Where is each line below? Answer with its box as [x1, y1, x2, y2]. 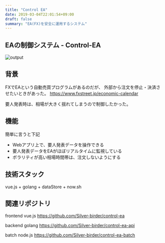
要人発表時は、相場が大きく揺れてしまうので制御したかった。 [5, 101, 131, 107]
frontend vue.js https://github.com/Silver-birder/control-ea [5, 213, 125, 219]
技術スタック [5, 170, 45, 179]
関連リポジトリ [5, 199, 51, 208]
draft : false [5, 16, 32, 21]
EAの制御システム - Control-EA [5, 41, 101, 49]
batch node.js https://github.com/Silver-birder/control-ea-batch [5, 232, 135, 238]
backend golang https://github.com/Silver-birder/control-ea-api [5, 223, 135, 229]
